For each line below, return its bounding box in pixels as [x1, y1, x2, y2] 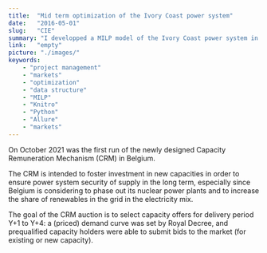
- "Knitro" [22, 101, 59, 109]
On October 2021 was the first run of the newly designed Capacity [8, 144, 226, 154]
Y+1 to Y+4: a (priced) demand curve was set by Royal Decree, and [8, 218, 229, 227]
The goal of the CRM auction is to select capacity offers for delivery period [8, 209, 254, 219]
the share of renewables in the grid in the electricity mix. [8, 194, 194, 204]
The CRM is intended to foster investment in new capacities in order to [8, 168, 240, 178]
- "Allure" [22, 116, 59, 124]
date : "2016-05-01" [8, 19, 80, 27]
